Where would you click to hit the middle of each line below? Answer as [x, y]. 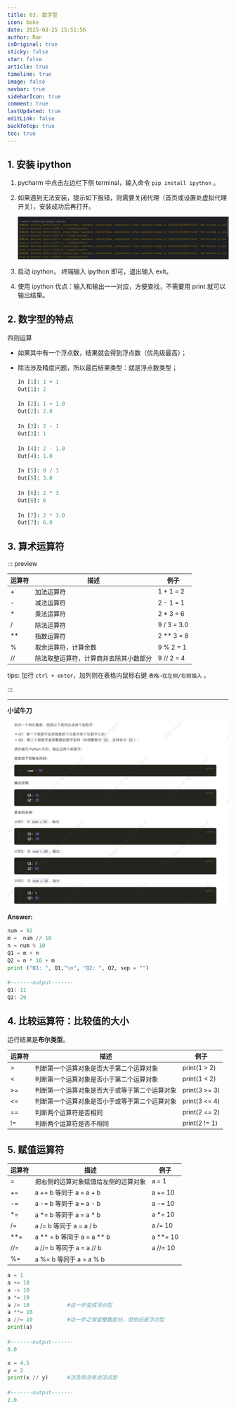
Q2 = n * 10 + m [31, 960]
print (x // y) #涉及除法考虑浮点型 [63, 1378]
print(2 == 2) [201, 1112]
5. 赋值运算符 [36, 1150]
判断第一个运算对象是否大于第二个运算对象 [96, 1068]
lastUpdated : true [34, 111]
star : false [25, 60]
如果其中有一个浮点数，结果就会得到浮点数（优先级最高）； [102, 352]
